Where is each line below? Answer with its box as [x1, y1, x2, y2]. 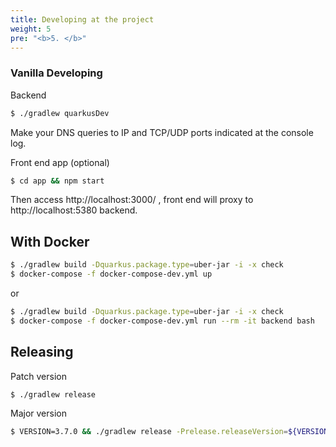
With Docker [10, 233, 90, 250]
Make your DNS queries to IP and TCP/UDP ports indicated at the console [10, 126, 314, 138]
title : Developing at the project [10, 14, 155, 25]
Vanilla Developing [10, 66, 103, 80]
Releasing [10, 344, 74, 361]
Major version [10, 407, 67, 420]
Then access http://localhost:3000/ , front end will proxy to [10, 194, 254, 206]
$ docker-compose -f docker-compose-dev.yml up [10, 269, 213, 280]
